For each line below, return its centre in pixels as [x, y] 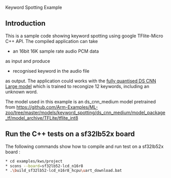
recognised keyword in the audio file [51, 71]
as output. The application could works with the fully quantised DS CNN [81, 81]
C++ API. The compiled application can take [52, 41]
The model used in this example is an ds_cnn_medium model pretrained [81, 101]
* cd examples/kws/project [34, 161]
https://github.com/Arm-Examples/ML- [57, 107]
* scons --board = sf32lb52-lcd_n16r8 [44, 166]
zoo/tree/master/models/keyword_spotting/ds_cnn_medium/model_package [86, 113]
